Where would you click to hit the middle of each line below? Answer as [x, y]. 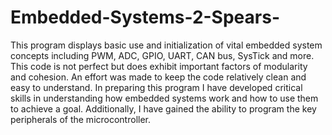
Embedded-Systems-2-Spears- [145, 17]
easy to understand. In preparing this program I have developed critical [156, 87]
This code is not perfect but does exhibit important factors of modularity [159, 66]
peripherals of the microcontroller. [80, 119]
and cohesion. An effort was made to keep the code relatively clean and [158, 77]
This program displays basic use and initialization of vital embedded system [166, 45]
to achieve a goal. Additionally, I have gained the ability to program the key [163, 108]
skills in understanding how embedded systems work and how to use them [164, 98]
